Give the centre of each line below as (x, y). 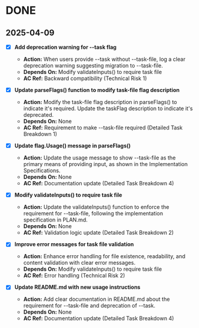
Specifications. (42, 171)
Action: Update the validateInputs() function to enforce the (96, 207)
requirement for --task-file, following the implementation (93, 214)
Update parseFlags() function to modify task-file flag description (97, 90)
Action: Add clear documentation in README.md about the (96, 299)
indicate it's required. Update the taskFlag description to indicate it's (108, 108)
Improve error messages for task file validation (74, 244)
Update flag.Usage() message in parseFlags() (72, 146)
